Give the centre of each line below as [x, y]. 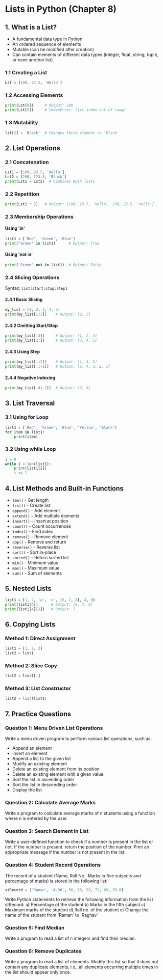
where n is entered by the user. [36, 818]
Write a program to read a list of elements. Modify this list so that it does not [81, 962]
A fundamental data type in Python [47, 39]
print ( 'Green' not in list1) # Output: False [53, 265]
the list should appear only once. [38, 972]
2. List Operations [33, 148]
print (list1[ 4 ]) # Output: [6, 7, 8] [49, 604]
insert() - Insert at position [40, 521]
